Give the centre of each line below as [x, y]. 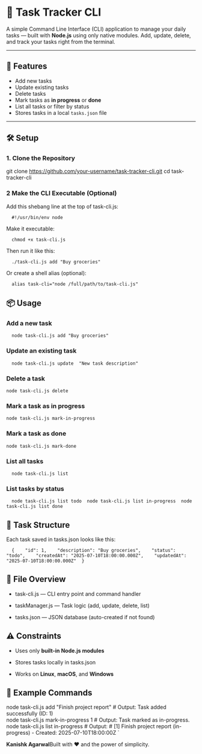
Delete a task [26, 379]
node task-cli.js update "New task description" [75, 363]
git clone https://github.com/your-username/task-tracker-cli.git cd [88, 172]
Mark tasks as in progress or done [58, 100]
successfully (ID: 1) [30, 714]
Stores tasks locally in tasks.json [55, 662]
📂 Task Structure [38, 525]
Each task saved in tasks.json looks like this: [61, 539]
